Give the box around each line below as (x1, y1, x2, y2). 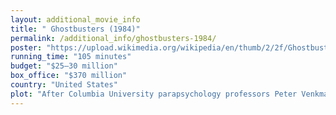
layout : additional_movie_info (10, 14, 141, 25)
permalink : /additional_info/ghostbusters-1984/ (10, 33, 217, 43)
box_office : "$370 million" (10, 71, 128, 81)
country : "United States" (10, 80, 118, 90)
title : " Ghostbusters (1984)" (10, 24, 141, 34)
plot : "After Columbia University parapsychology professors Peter (10, 89, 298, 99)
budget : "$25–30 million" (10, 61, 118, 71)
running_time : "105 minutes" (10, 52, 132, 62)
